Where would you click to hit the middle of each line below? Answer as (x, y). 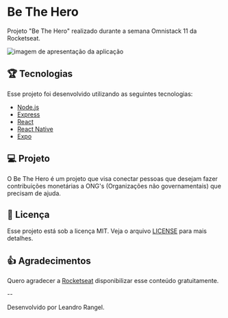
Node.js (28, 107)
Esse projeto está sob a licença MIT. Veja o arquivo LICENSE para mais (107, 231)
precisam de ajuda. (34, 193)
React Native (35, 129)
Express (28, 114)
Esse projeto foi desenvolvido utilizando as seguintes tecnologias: (100, 94)
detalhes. (20, 238)
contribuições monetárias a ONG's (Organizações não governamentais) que (114, 186)
